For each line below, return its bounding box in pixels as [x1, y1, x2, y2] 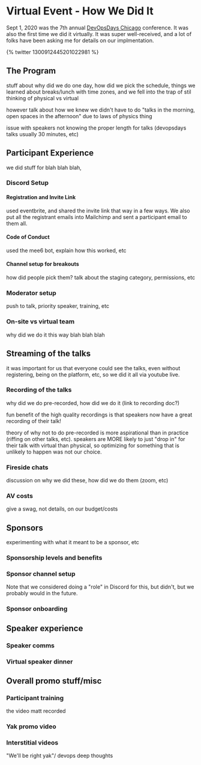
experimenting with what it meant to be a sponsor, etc [6, 539, 139, 546]
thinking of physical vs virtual [6, 94, 79, 101]
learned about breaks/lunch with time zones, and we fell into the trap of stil [6, 88, 191, 95]
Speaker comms [6, 641, 55, 649]
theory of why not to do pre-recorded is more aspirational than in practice [6, 429, 189, 436]
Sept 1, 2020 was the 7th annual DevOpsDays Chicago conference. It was [6, 24, 189, 31]
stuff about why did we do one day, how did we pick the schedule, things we [6, 82, 196, 89]
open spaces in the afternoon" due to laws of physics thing [6, 112, 152, 119]
